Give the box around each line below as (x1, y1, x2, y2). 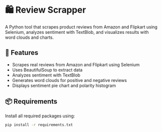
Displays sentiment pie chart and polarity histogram (12, 82, 116, 88)
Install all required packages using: (5, 113, 75, 119)
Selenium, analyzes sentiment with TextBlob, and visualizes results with (5, 29, 149, 35)
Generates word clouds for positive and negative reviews (12, 77, 127, 83)
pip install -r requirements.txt (5, 122, 73, 127)
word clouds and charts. (5, 34, 54, 40)
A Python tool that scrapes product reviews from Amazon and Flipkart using (5, 24, 158, 30)
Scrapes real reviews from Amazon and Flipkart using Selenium (12, 61, 140, 67)
